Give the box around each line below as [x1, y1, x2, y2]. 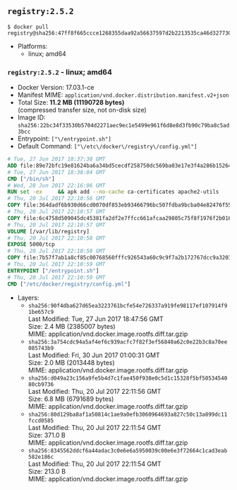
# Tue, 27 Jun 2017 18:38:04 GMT [7, 168, 106, 176]
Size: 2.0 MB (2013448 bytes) [28, 358, 115, 367]
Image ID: [17, 113, 46, 122]
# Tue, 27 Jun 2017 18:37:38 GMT [7, 156, 106, 163]
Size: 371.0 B [28, 431, 66, 439]
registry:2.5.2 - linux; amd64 [7, 67, 113, 77]
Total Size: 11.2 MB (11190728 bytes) [17, 98, 125, 107]
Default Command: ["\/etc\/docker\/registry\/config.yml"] [17, 142, 197, 151]
